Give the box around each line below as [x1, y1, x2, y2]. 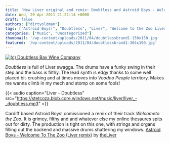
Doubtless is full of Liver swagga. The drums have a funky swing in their [5, 64, 156, 70]
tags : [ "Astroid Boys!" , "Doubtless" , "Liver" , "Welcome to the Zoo [5, 26, 153, 31]
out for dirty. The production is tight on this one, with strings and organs [5, 121, 155, 127]
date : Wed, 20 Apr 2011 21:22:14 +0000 [5, 12, 90, 17]
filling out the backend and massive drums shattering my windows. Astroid [5, 126, 161, 132]
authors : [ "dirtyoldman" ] [5, 21, 60, 27]
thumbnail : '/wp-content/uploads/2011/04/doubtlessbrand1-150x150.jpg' [5, 36, 159, 41]
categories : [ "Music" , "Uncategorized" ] [5, 31, 92, 36]
